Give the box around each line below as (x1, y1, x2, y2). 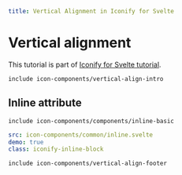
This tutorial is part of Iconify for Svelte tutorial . (8, 60, 162, 69)
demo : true (8, 138, 44, 146)
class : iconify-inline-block (8, 145, 104, 153)
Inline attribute (8, 97, 82, 110)
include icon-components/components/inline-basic (8, 117, 175, 125)
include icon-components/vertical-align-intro (8, 75, 164, 82)
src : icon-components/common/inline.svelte (8, 130, 154, 139)
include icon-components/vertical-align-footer (8, 159, 168, 168)
